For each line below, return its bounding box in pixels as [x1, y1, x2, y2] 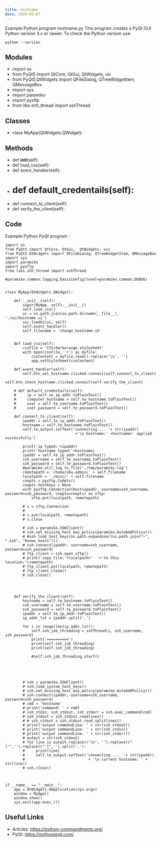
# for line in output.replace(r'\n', [23, 740, 99, 745]
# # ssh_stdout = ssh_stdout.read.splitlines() [23, 718, 121, 723]
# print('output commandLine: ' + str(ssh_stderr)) [23, 731, 131, 736]
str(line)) [5, 761, 27, 766]
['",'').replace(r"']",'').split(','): [5, 744, 87, 749]
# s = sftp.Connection [23, 504, 69, 509]
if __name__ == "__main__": [5, 782, 63, 788]
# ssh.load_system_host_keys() [23, 684, 87, 689]
